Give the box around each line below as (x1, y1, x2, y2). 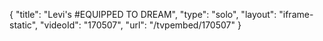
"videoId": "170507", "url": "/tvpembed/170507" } (40, 19, 242, 31)
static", (9, 19, 39, 31)
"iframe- (278, 9, 314, 20)
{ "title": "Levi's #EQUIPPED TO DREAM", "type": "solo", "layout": (9, 9, 277, 20)
